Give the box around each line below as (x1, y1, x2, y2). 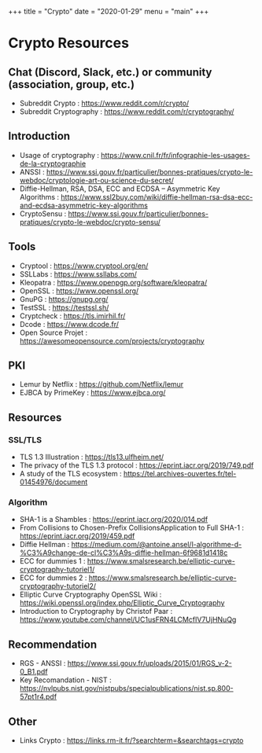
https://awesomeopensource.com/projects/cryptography (19, 336, 205, 345)
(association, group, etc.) (8, 78, 135, 91)
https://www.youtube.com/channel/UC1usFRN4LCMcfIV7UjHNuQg (19, 615, 237, 624)
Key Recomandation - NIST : (19, 675, 112, 685)
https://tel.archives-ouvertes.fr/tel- (123, 469, 237, 479)
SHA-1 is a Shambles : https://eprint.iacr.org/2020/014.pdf (19, 515, 208, 524)
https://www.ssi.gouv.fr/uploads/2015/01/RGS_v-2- (67, 659, 232, 668)
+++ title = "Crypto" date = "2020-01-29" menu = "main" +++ (8, 7, 209, 16)
